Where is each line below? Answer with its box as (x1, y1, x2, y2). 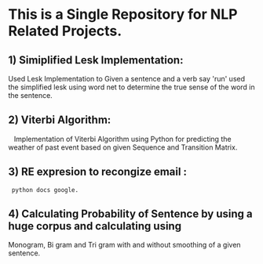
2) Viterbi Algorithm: (8, 114, 111, 127)
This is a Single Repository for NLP (8, 5, 238, 24)
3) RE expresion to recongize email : (8, 165, 187, 179)
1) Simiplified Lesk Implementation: (8, 53, 184, 67)
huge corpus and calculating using (8, 219, 182, 233)
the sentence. (8, 91, 53, 99)
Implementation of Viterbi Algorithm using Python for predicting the (13, 134, 232, 143)
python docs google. (11, 186, 79, 193)
